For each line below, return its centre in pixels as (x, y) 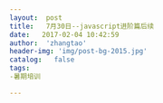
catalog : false (42, 60)
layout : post (36, 18)
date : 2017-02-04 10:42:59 (64, 34)
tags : (19, 69)
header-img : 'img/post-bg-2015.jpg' (78, 51)
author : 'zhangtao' (48, 43)
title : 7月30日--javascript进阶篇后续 (82, 26)
